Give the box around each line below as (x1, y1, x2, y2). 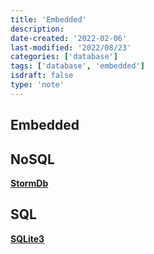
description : (10, 24, 65, 34)
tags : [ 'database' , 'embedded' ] (10, 61, 145, 71)
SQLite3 (10, 232, 45, 245)
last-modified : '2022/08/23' (10, 42, 132, 53)
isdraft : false (10, 71, 74, 81)
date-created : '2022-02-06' (10, 33, 128, 43)
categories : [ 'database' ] (10, 52, 118, 62)
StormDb (10, 177, 49, 189)
